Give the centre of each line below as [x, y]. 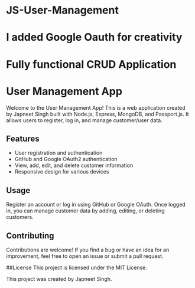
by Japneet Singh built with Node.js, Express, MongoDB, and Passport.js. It [97, 114]
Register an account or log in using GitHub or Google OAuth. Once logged [96, 205]
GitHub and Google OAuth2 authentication [66, 159]
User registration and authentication [58, 153]
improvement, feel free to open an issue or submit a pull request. [85, 256]
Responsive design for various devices [62, 172]
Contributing [30, 236]
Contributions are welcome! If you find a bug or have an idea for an [88, 250]
